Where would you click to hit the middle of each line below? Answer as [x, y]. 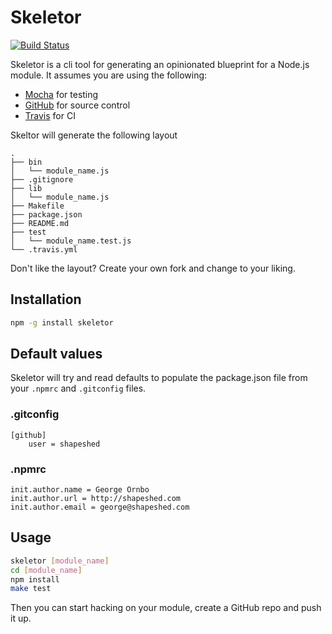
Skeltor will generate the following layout [94, 135]
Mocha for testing [61, 94]
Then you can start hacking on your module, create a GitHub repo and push [166, 608]
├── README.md [40, 223]
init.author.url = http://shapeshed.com [96, 499]
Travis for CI [50, 115]
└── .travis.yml [44, 249]
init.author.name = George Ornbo [80, 490]
